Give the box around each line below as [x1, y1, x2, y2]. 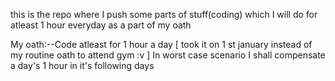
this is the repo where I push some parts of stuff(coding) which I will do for [10, 9, 318, 20]
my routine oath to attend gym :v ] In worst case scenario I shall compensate [10, 49, 326, 61]
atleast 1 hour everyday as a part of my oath [10, 19, 192, 31]
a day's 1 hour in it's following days [10, 60, 155, 71]
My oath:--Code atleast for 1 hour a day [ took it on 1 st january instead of [10, 39, 313, 50]
